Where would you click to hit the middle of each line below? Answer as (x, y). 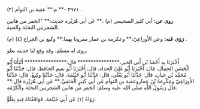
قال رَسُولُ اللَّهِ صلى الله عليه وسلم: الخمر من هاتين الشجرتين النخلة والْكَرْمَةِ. (92, 87)
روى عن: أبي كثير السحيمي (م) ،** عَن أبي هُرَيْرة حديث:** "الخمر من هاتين (90, 21)
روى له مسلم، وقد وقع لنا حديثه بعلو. (47, 50)
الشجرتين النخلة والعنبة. (33, 27)
